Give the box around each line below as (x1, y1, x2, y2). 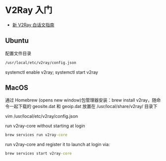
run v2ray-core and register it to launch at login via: (5, 142, 110, 148)
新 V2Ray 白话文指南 (12, 22, 55, 28)
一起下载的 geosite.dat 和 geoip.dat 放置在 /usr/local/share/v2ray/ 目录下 (9, 104, 158, 109)
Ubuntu (5, 37, 29, 45)
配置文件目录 (5, 50, 31, 56)
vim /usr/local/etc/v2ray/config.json (5, 113, 78, 119)
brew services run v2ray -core (5, 132, 68, 138)
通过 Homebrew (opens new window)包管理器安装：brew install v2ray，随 (5, 97, 157, 103)
